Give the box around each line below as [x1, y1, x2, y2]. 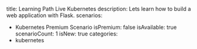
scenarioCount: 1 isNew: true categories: [15, 30, 118, 37]
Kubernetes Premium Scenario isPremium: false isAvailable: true [15, 24, 177, 31]
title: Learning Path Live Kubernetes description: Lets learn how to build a [6, 6, 191, 12]
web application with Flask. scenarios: [6, 12, 103, 19]
